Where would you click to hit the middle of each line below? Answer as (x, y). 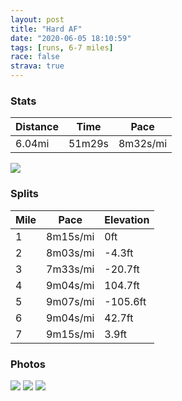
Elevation (127, 219)
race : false (35, 57)
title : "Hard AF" (46, 29)
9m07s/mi (70, 301)
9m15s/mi (70, 334)
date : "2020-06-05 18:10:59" (71, 38)
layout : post (37, 19)
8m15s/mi (70, 236)
